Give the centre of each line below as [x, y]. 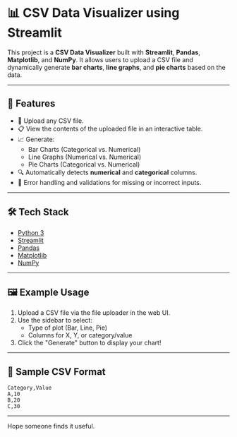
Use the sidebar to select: [55, 321]
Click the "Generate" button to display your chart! [89, 343]
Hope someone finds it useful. [51, 426]
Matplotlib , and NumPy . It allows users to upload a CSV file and [101, 59]
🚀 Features [31, 103]
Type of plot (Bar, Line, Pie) [68, 328]
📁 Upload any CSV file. [50, 121]
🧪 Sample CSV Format [56, 372]
